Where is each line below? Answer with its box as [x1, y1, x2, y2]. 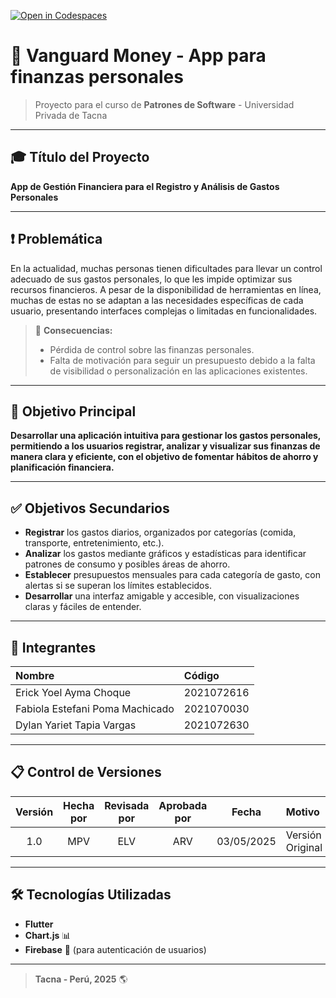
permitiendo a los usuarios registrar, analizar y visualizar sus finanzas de [10, 440, 321, 452]
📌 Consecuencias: [34, 324, 113, 336]
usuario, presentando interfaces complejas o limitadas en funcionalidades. [10, 305, 318, 317]
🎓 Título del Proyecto [10, 149, 150, 166]
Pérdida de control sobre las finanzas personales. [49, 343, 255, 355]
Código [183, 669, 220, 682]
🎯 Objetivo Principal [10, 403, 137, 420]
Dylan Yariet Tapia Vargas [15, 718, 137, 732]
